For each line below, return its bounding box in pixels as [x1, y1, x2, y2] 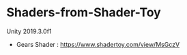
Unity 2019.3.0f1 [6, 27, 52, 35]
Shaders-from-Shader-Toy [6, 5, 161, 20]
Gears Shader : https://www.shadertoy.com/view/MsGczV [16, 40, 180, 48]
